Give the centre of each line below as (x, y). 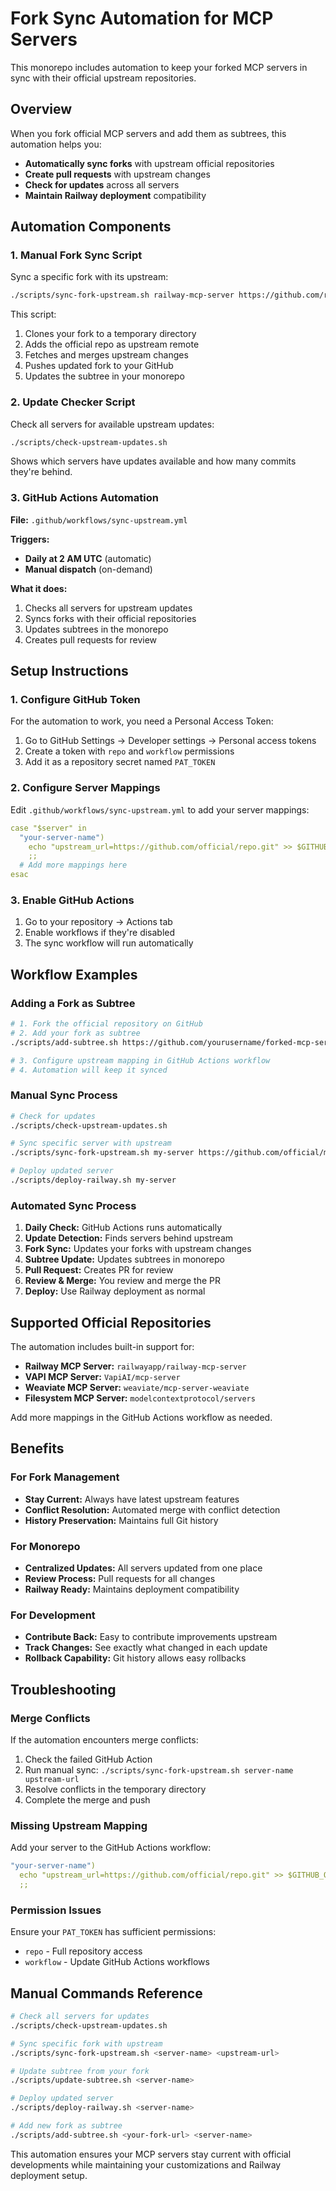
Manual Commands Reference (106, 1993)
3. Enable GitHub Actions (72, 900)
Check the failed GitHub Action (88, 1759)
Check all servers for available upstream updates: (112, 424)
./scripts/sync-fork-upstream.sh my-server (102, 1153)
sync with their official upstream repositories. (103, 78)
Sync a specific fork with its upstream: (89, 277)
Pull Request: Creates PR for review (99, 1270)
